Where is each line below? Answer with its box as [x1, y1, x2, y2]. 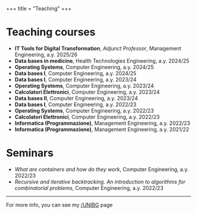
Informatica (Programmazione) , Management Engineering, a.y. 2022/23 [14, 120, 191, 127]
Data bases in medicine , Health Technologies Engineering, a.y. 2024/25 [14, 57, 189, 64]
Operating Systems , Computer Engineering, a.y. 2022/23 [14, 107, 154, 114]
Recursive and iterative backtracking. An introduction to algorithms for [14, 178, 186, 185]
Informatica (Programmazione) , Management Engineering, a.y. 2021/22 [14, 125, 189, 133]
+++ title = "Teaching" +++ [6, 5, 72, 12]
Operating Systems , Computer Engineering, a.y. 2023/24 [14, 82, 154, 89]
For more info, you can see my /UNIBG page [6, 201, 113, 208]
